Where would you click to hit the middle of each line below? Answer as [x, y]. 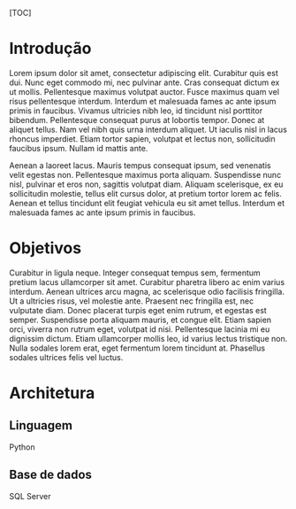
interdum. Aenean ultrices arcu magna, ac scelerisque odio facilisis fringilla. [147, 291]
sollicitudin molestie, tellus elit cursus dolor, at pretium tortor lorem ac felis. [146, 193]
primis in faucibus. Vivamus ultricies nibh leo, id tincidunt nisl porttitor [136, 111]
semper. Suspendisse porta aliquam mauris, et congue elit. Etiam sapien [140, 320]
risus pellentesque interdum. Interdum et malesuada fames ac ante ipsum [143, 101]
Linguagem [41, 425]
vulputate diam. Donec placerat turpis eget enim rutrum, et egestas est [138, 310]
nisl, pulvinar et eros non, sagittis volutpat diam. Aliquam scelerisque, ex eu [146, 184]
